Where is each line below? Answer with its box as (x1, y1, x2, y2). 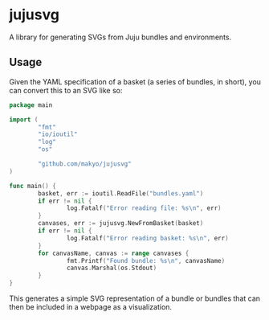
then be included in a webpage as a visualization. (9, 302, 172, 311)
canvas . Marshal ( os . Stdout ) (66, 264, 157, 273)
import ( (9, 115, 39, 124)
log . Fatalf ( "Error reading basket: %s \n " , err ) (66, 234, 229, 242)
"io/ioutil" (38, 130, 79, 138)
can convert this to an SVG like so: (9, 85, 123, 95)
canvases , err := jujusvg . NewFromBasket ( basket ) (38, 219, 204, 228)
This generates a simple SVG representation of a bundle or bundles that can (9, 293, 260, 303)
